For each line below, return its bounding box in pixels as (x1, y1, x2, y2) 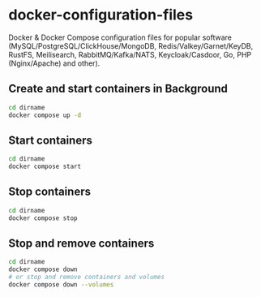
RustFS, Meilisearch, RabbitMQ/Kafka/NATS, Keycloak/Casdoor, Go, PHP (8, 49, 252, 59)
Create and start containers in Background (8, 82, 229, 96)
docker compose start (8, 162, 82, 171)
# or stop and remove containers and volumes (8, 273, 165, 282)
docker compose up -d (8, 111, 82, 119)
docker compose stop (8, 213, 79, 222)
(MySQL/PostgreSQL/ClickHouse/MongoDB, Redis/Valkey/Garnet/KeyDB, (8, 41, 254, 50)
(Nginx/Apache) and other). (8, 58, 101, 68)
